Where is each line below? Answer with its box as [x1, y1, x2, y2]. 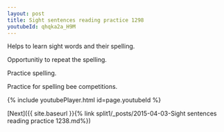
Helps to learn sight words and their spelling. [7, 42, 135, 51]
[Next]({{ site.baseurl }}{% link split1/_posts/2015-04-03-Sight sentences [7, 109, 217, 118]
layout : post [7, 10, 45, 17]
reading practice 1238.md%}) [7, 117, 92, 125]
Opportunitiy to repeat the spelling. [7, 56, 107, 64]
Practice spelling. [7, 69, 57, 77]
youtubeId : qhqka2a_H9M [7, 23, 76, 30]
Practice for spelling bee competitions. [7, 83, 118, 91]
